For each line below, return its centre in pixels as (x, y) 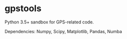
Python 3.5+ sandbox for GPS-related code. (49, 22)
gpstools (23, 9)
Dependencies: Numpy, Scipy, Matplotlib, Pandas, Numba (63, 31)
